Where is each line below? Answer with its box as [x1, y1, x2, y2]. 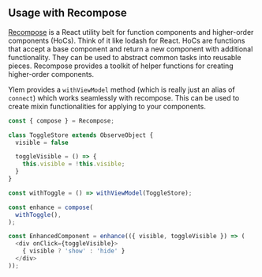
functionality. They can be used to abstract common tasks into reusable [8, 52, 241, 62]
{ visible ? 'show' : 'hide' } [22, 247, 125, 256]
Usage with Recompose [8, 6, 128, 20]
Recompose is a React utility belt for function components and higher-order [8, 27, 254, 36]
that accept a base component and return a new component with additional [8, 44, 253, 54]
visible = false [15, 138, 69, 146]
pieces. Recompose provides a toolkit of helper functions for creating [8, 61, 234, 70]
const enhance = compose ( [8, 203, 93, 211]
